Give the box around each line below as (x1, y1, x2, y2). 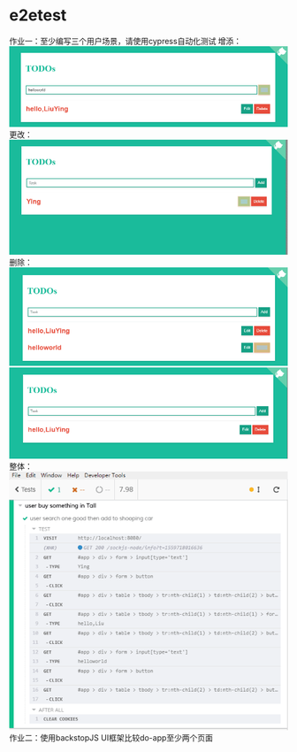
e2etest (9, 5, 67, 26)
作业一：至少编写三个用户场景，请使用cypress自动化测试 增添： (9, 35, 242, 46)
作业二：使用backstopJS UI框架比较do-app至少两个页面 (9, 732, 214, 743)
